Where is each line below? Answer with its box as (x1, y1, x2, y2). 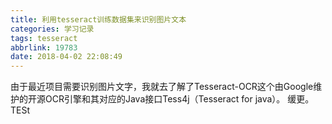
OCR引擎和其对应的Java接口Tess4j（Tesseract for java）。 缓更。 (44, 93, 315, 105)
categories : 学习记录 (10, 24, 95, 34)
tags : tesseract (10, 33, 78, 43)
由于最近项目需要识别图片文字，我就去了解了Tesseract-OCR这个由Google (10, 81, 314, 93)
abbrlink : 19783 (10, 42, 78, 53)
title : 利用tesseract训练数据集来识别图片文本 (10, 14, 187, 25)
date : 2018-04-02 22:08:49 (10, 52, 123, 62)
